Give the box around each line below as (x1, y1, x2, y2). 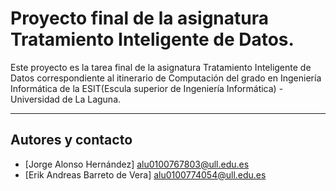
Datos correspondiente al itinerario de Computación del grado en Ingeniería (10, 72, 322, 84)
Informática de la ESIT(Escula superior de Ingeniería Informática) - (10, 82, 284, 94)
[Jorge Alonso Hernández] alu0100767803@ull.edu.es (24, 158, 250, 170)
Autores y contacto (10, 132, 133, 149)
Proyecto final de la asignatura (10, 7, 269, 30)
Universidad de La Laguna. (10, 93, 122, 105)
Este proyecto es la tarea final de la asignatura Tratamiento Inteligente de (10, 61, 312, 73)
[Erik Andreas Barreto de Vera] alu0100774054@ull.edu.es (24, 168, 267, 181)
